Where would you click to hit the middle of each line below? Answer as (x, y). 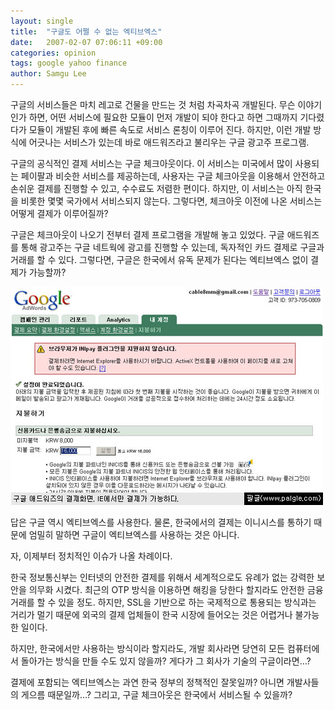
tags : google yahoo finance (69, 63)
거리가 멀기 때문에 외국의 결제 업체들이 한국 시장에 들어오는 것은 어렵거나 (151, 614)
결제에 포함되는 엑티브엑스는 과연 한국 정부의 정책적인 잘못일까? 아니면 (147, 682)
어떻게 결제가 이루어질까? (59, 213)
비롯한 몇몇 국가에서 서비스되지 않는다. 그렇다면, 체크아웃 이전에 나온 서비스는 (171, 201)
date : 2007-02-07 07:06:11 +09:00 (86, 42)
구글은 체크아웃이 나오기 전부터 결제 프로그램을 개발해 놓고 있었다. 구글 (147, 234)
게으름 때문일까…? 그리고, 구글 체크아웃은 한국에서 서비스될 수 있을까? (156, 694)
